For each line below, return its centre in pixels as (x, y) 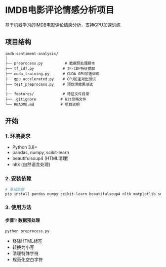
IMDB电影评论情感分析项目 (60, 10)
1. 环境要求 (18, 136)
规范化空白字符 (27, 260)
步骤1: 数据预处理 (23, 220)
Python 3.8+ (25, 147)
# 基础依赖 (15, 189)
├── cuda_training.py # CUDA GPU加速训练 (52, 74)
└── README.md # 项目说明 (42, 105)
